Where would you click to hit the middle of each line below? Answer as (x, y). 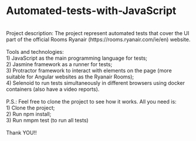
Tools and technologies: (35, 51)
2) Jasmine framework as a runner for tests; (59, 64)
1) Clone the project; (31, 108)
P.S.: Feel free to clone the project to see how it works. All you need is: (92, 101)
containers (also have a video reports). (53, 89)
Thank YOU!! (21, 132)
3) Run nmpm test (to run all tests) (48, 120)
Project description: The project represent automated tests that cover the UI (98, 33)
